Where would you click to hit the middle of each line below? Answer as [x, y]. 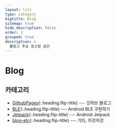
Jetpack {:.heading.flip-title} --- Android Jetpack [61, 114]
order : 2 [14, 32]
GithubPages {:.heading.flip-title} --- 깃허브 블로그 [62, 103]
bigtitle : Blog [21, 19]
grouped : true [20, 37]
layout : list [18, 10]
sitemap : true [20, 23]
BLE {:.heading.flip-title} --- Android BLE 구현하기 [61, 109]
